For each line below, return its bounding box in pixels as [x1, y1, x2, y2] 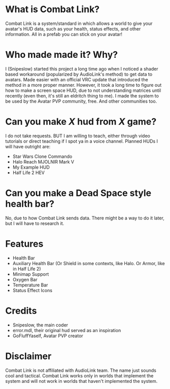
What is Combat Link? [5, 4, 100, 15]
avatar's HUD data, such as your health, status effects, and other [5, 25, 141, 31]
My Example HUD [12, 164, 50, 170]
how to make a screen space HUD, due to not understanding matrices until [5, 87, 161, 93]
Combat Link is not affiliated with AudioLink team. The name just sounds [5, 367, 156, 373]
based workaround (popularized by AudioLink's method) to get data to [5, 71, 153, 77]
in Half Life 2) [12, 266, 41, 272]
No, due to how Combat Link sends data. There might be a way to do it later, [5, 215, 165, 221]
